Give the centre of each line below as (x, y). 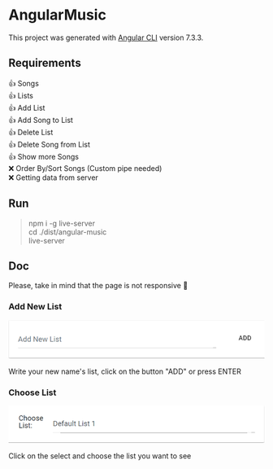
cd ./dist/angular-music (67, 232)
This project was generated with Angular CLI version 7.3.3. (106, 37)
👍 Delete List (31, 132)
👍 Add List (27, 107)
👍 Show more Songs (44, 156)
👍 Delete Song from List (50, 144)
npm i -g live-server (62, 223)
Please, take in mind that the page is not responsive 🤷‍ (98, 286)
